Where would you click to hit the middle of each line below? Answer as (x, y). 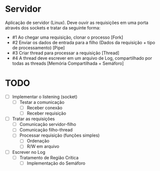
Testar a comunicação (42, 102)
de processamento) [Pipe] (38, 48)
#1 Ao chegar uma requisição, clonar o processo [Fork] (68, 37)
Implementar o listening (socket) (45, 97)
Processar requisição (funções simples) (59, 135)
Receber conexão (45, 108)
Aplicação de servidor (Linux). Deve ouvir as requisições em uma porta (77, 23)
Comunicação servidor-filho (48, 124)
